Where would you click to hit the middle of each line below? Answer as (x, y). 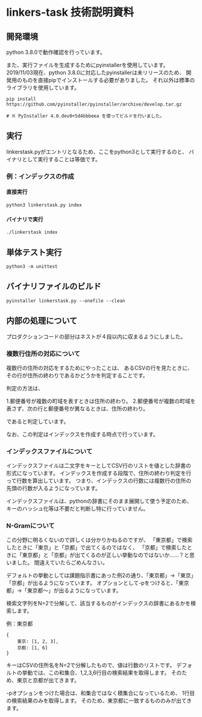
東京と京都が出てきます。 (48, 680)
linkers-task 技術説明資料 (70, 12)
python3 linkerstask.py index (44, 205)
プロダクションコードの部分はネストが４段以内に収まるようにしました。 (96, 336)
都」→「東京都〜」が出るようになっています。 (64, 591)
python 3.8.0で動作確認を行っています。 (56, 52)
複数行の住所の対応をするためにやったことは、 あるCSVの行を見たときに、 (99, 368)
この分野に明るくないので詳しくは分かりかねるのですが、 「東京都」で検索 (99, 540)
